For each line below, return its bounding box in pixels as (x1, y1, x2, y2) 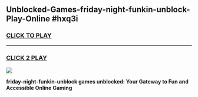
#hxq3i (51, 14, 78, 24)
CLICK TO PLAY (6, 32, 52, 40)
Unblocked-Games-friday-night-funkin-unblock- (6, 5, 190, 15)
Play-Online (6, 14, 50, 24)
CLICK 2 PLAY (6, 53, 47, 62)
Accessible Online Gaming (6, 84, 72, 91)
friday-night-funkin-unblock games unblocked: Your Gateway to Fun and (6, 78, 189, 85)
